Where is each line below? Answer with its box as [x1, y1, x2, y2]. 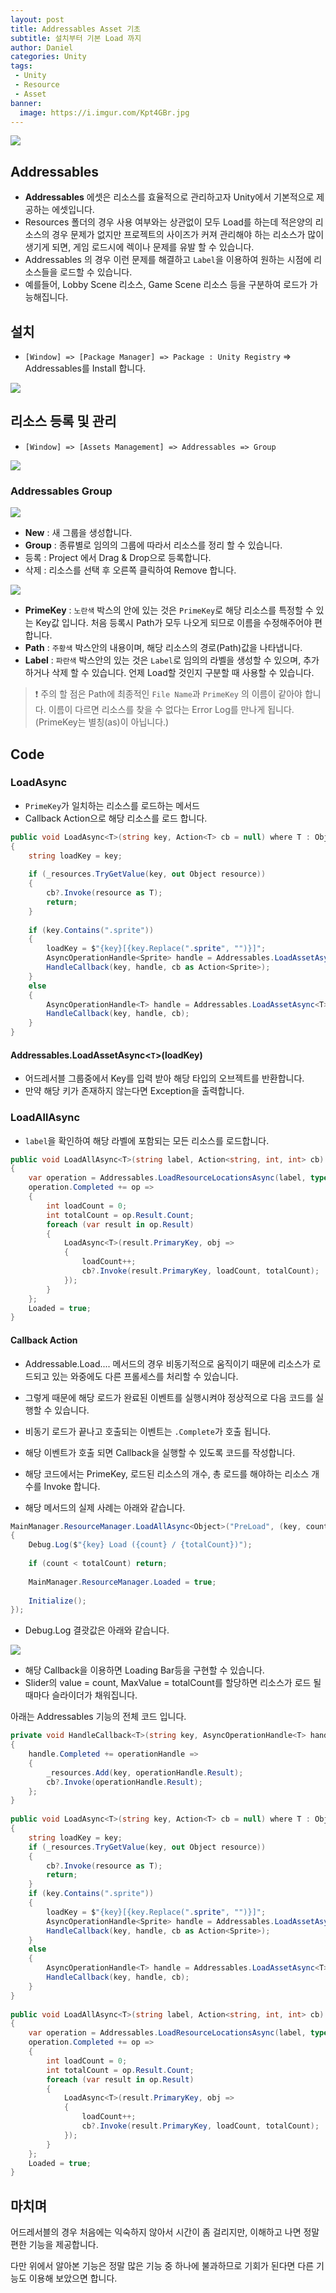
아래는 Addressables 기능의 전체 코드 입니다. [10, 1711, 187, 1723]
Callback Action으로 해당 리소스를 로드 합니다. [24, 812, 208, 824]
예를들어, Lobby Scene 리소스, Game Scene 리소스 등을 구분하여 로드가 [24, 279, 308, 291]
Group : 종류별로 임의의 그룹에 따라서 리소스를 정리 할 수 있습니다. [24, 539, 283, 551]
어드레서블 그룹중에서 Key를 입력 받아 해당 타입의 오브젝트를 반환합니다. [24, 1072, 305, 1085]
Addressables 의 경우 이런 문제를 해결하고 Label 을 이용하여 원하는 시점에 [24, 254, 312, 266]
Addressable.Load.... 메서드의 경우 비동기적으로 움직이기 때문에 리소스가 [24, 1357, 311, 1370]
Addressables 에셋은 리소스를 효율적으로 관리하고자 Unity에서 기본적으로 [24, 191, 315, 203]
